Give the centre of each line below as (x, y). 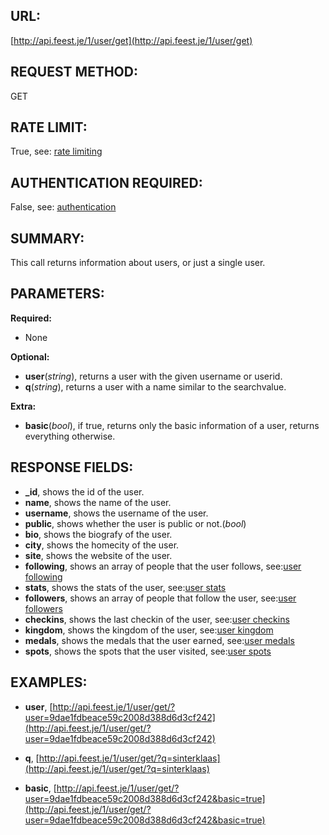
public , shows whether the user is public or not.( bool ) (135, 523)
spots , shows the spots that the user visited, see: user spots (148, 651)
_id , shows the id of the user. (84, 491)
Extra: (23, 406)
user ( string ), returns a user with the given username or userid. (153, 376)
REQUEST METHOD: (74, 72)
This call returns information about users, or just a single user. (138, 263)
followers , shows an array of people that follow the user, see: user (160, 598)
